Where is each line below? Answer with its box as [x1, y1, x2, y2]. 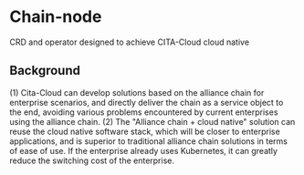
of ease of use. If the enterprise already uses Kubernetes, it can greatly [9, 145, 278, 156]
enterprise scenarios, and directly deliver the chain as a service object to [9, 97, 284, 108]
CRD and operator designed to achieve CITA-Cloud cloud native [9, 36, 249, 47]
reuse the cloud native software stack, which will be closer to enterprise [9, 126, 280, 137]
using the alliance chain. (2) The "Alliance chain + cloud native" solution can [9, 116, 296, 127]
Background [9, 63, 80, 78]
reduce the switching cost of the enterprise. [9, 155, 175, 166]
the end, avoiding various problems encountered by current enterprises [9, 107, 278, 118]
